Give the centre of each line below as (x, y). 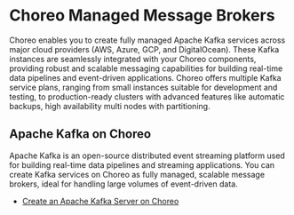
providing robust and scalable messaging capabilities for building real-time (146, 68)
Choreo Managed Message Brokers (142, 16)
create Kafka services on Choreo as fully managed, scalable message (137, 174)
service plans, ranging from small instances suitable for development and (143, 87)
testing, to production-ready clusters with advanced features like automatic (147, 96)
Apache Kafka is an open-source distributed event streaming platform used (147, 155)
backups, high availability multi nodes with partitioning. (110, 106)
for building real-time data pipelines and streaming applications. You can (142, 164)
